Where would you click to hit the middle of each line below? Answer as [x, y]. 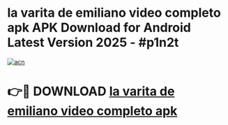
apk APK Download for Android [99, 28]
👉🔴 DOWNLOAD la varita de [91, 91]
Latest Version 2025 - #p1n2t [93, 43]
